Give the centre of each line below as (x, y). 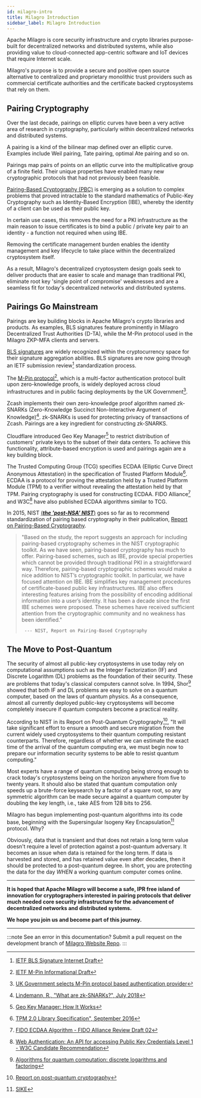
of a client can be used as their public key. (59, 209)
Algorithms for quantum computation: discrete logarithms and (91, 1060)
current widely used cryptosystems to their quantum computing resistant (96, 734)
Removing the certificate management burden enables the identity (88, 244)
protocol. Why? (25, 829)
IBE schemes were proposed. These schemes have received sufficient (108, 607)
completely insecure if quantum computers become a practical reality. (93, 709)
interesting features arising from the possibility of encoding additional (107, 594)
